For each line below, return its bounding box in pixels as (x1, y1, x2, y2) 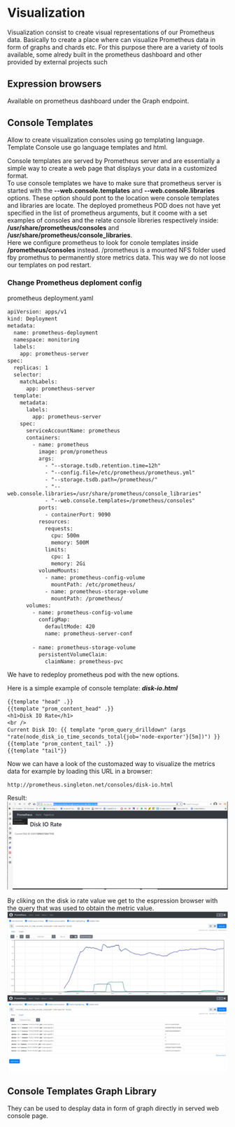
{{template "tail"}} (7, 747, 68, 754)
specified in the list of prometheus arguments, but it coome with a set (7, 208, 208, 217)
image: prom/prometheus (38, 448, 108, 455)
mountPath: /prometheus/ (51, 595, 124, 602)
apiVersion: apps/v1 (7, 308, 68, 316)
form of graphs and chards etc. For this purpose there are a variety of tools (7, 43, 224, 51)
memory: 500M (51, 539, 90, 546)
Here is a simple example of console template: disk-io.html (7, 683, 178, 692)
